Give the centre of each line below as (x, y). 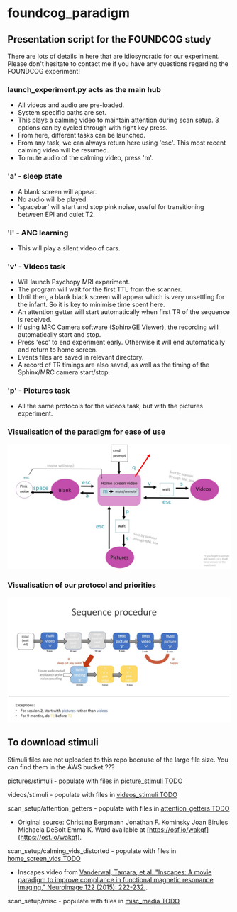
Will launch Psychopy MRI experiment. (74, 282)
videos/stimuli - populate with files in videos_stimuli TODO (93, 794)
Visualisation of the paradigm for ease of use (87, 432)
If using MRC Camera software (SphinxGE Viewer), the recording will (118, 327)
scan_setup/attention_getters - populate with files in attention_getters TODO (118, 808)
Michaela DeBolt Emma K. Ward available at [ (83, 829)
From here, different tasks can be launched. (82, 135)
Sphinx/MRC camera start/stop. (64, 372)
